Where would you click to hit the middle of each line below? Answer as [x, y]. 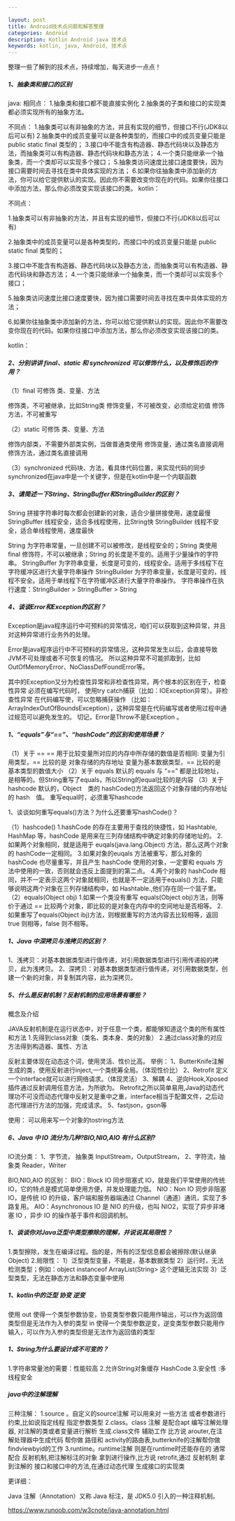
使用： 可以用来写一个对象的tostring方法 [66, 1120]
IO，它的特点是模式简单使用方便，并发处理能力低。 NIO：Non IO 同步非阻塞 [117, 1189]
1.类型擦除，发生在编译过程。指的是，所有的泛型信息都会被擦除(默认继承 [112, 1251]
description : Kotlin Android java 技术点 [67, 39]
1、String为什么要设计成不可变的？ [58, 1349]
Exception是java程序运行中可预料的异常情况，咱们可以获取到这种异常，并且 [117, 626]
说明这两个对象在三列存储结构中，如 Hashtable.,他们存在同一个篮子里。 [117, 888]
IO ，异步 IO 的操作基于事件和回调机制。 [74, 1215]
